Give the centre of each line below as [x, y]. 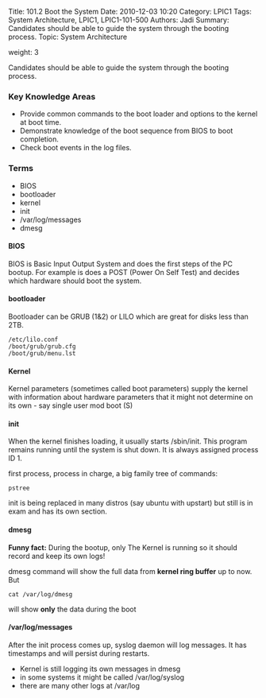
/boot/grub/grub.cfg [42, 347]
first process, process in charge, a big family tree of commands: [113, 474]
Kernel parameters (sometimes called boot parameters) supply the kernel [128, 389]
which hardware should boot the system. [75, 281]
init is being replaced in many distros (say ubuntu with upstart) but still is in [131, 503]
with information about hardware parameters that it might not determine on [131, 397]
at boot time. [40, 122]
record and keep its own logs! [57, 556]
